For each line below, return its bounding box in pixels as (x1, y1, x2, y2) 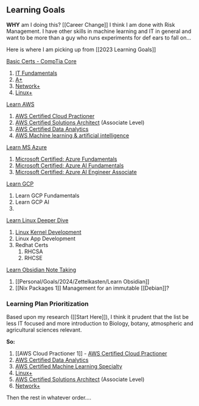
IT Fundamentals (15, 69, 58, 77)
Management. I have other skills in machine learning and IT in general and (6, 27, 192, 35)
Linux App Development (15, 234, 76, 242)
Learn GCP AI (15, 198, 50, 206)
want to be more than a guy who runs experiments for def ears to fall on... (6, 33, 192, 41)
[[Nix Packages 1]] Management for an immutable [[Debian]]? (15, 284, 169, 292)
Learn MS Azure (6, 143, 47, 151)
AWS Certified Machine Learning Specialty (15, 363, 123, 370)
